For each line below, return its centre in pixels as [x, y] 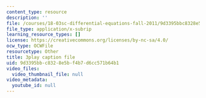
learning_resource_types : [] [44, 35]
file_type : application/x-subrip [49, 29]
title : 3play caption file [41, 57]
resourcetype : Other [33, 52]
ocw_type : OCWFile [30, 46]
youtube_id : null [34, 86]
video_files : [23, 68]
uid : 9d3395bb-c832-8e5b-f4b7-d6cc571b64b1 [63, 63]
